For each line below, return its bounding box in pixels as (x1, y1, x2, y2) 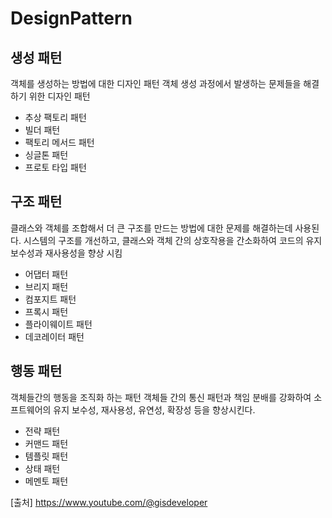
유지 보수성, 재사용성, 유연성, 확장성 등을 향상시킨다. (53, 403, 256, 416)
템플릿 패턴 (24, 450, 69, 462)
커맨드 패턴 (24, 437, 69, 449)
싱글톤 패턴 (24, 149, 69, 161)
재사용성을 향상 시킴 (44, 247, 123, 259)
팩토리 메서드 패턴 (24, 137, 95, 148)
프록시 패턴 (24, 305, 69, 317)
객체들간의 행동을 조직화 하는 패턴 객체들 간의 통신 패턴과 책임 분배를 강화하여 (10, 391, 312, 403)
